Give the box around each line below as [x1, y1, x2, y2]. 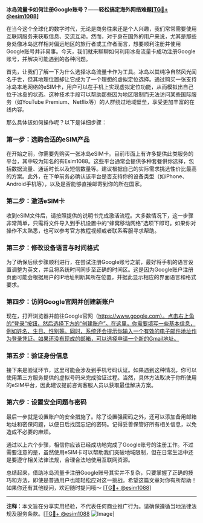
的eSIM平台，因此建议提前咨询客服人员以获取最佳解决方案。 [6, 382, 157, 389]
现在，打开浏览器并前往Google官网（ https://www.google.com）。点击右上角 [6, 312, 195, 319]
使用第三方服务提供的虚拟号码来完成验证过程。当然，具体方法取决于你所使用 [6, 374, 197, 381]
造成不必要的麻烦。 [6, 428, 54, 435]
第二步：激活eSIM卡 [6, 197, 65, 205]
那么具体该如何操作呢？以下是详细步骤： [6, 119, 107, 126]
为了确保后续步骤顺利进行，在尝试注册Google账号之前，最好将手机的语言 [6, 258, 188, 265]
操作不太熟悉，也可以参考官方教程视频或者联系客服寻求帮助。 [6, 226, 160, 234]
